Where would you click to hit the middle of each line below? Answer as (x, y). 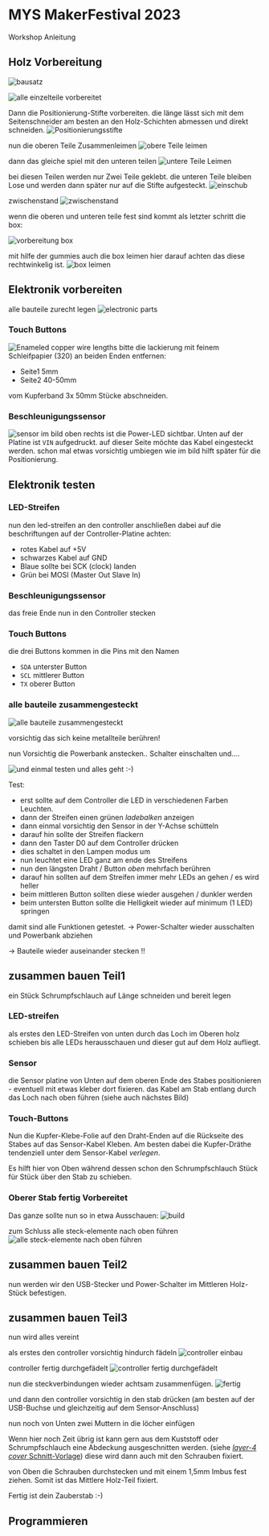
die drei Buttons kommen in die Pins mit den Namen (94, 652)
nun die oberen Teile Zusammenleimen (73, 145)
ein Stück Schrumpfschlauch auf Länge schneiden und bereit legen (120, 995)
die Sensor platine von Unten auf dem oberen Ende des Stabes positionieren (135, 1081)
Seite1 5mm (39, 371)
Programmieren (48, 1521)
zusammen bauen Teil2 (68, 1265)
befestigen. (48, 1293)
